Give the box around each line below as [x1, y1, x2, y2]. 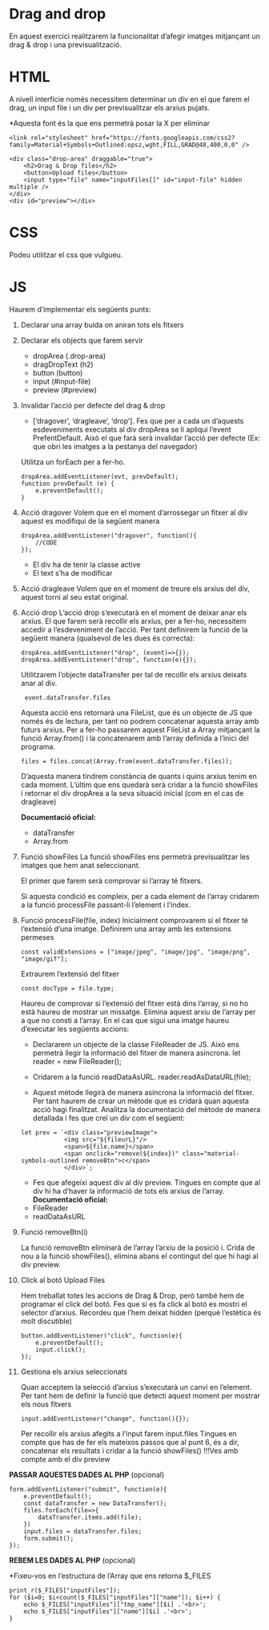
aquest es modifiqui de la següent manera [20, 516, 160, 525]
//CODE [35, 538, 58, 547]
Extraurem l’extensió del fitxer [20, 969, 119, 978]
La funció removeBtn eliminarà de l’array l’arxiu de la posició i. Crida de [20, 1243, 255, 1252]
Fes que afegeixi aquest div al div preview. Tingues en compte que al [32, 1178, 261, 1187]
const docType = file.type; [20, 984, 114, 993]
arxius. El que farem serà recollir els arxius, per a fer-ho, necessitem [20, 616, 247, 625]
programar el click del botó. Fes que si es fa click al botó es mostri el [20, 1299, 247, 1309]
